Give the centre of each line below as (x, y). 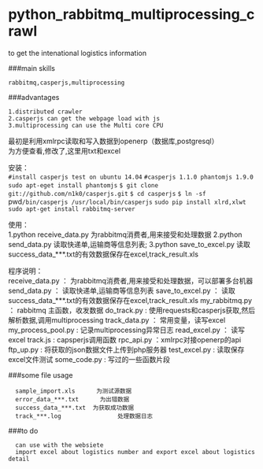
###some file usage (41, 375)
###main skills (31, 68)
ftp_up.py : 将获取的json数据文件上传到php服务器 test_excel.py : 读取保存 (126, 349)
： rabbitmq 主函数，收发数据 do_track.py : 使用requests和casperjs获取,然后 (132, 310)
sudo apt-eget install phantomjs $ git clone (83, 185)
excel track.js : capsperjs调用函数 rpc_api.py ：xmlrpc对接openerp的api (125, 339)
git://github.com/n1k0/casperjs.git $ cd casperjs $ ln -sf (107, 194)
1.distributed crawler (45, 112)
